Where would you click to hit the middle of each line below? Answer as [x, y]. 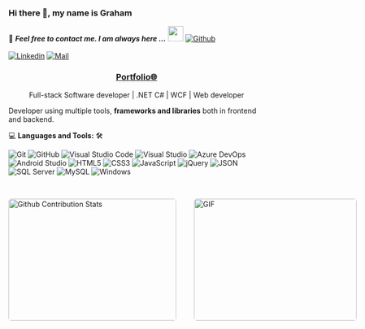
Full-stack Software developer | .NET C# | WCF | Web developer [137, 95]
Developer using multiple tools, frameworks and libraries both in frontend [133, 110]
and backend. [31, 119]
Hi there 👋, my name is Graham [70, 13]
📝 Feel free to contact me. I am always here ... [87, 39]
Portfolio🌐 [137, 77]
